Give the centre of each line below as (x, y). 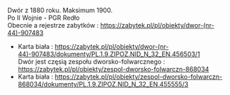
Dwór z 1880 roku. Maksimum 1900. (60, 10)
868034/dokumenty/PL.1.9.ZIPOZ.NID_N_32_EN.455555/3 (103, 84)
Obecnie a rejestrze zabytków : (53, 25)
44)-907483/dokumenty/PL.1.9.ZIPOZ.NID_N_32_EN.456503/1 (109, 54)
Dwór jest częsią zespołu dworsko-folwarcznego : (91, 62)
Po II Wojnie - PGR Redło (44, 18)
